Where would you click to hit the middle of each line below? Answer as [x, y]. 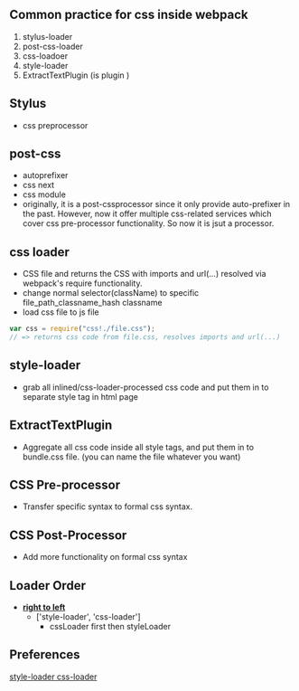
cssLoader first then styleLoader [110, 627]
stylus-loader [47, 36]
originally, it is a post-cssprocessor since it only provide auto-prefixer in [156, 204]
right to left [44, 607]
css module [44, 194]
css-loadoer [45, 56]
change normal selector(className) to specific [111, 293]
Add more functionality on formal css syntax [105, 557]
